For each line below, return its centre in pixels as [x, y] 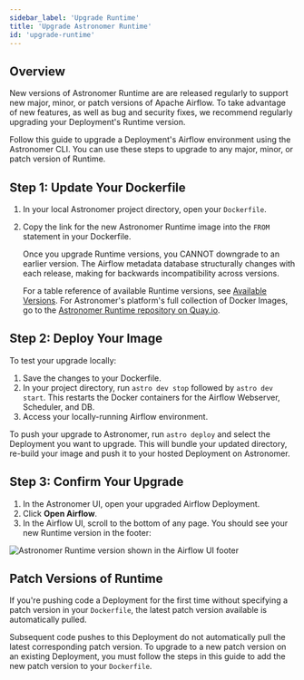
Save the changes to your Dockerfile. [92, 378]
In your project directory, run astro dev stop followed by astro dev [148, 387]
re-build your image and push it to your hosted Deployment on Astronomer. [150, 453]
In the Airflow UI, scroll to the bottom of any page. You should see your [155, 523]
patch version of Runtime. [58, 159]
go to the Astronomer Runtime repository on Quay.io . [121, 310]
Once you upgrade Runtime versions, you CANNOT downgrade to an [151, 254]
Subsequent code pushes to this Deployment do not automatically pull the [147, 637]
